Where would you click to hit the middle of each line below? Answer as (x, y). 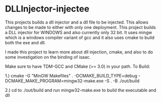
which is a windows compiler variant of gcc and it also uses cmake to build (80, 38)
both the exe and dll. (25, 42)
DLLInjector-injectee (47, 9)
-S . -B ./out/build (122, 81)
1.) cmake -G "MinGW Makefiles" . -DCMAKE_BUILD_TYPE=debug (71, 76)
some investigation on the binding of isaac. (48, 57)
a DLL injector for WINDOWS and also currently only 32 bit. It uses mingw (79, 32)
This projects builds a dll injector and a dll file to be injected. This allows (77, 22)
